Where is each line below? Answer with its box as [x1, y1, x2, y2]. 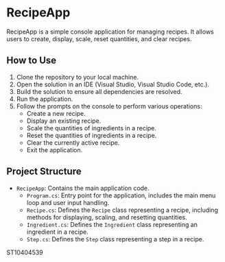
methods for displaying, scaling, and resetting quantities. [26, 213, 187, 221]
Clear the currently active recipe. [26, 139, 120, 147]
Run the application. [16, 95, 73, 103]
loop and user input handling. [26, 198, 110, 206]
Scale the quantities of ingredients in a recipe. [26, 123, 157, 132]
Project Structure [6, 166, 82, 178]
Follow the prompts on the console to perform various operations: [16, 102, 202, 110]
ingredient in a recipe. [26, 228, 88, 236]
